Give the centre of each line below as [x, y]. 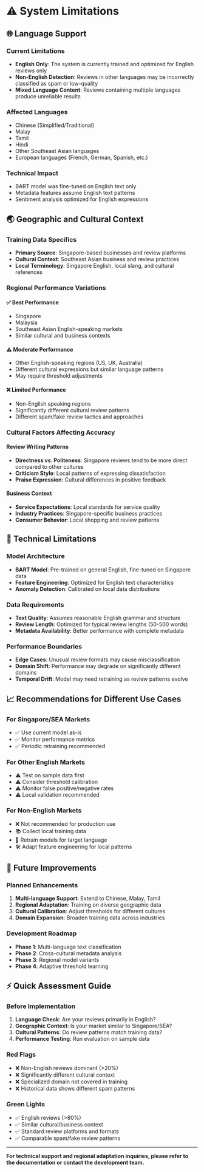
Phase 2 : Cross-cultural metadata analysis [68, 953]
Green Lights [26, 1105]
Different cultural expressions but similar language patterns [89, 369]
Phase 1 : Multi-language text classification [68, 947]
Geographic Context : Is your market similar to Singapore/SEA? [93, 1026]
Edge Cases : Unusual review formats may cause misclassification [97, 659]
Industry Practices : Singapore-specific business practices [89, 514]
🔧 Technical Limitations [51, 539]
